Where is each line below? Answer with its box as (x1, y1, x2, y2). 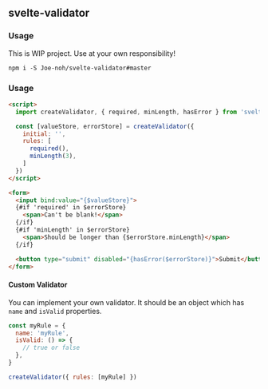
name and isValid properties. (8, 306, 102, 316)
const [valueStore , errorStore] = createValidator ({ (15, 122, 195, 130)
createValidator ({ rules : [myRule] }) (8, 373, 137, 381)
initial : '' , (22, 129, 66, 138)
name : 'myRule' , (15, 329, 69, 337)
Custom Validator (8, 280, 68, 290)
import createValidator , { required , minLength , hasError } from (15, 108, 238, 116)
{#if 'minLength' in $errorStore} (15, 226, 130, 234)
